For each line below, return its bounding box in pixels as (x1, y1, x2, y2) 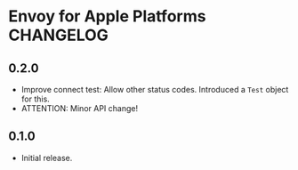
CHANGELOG (8, 25, 109, 45)
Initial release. (20, 152, 73, 163)
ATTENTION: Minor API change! (20, 103, 139, 113)
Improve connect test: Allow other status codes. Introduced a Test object (20, 85, 289, 94)
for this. (20, 93, 50, 104)
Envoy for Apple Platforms (8, 6, 206, 27)
